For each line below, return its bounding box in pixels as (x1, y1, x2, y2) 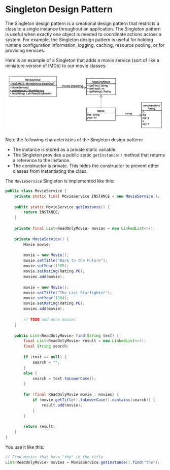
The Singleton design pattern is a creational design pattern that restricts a (5, 20, 160, 26)
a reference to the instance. (12, 157, 71, 163)
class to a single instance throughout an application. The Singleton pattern (5, 25, 161, 32)
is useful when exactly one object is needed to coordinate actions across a (5, 31, 161, 37)
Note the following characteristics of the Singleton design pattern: (5, 136, 143, 143)
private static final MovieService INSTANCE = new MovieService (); (14, 194, 160, 199)
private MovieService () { (14, 236, 70, 242)
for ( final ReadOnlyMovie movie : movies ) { (23, 392, 119, 397)
